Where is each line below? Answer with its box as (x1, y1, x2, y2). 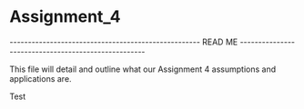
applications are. (9, 73, 72, 84)
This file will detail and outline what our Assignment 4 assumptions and (9, 64, 276, 74)
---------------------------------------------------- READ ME (9, 36, 238, 47)
